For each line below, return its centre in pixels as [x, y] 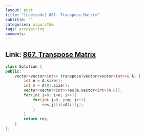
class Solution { [24, 66]
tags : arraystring [25, 29]
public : [14, 71]
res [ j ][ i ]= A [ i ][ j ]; [63, 105]
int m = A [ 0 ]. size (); [47, 86]
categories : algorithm [29, 24]
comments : [16, 34]
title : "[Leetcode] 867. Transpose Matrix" [53, 15]
